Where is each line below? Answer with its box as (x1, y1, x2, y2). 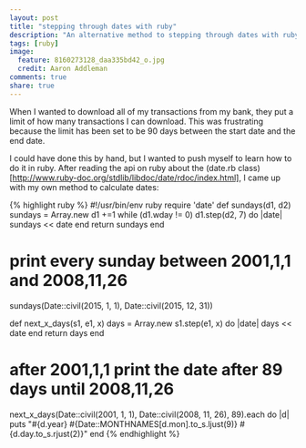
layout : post (9, 13, 59, 23)
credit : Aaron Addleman (17, 65, 107, 74)
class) (238, 162, 261, 173)
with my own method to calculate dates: (9, 181, 159, 192)
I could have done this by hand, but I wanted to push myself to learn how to (9, 152, 292, 164)
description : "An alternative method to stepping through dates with (9, 30, 280, 39)
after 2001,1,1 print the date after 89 (9, 359, 283, 380)
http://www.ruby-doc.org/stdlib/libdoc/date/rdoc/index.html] (12, 172, 240, 183)
